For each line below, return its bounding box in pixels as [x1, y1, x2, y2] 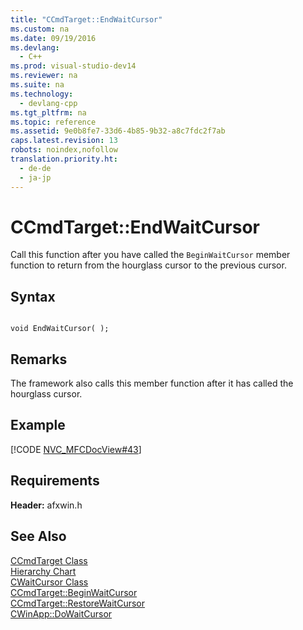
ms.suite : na [10, 80, 65, 90]
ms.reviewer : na [10, 71, 78, 81]
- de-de [19, 163, 52, 173]
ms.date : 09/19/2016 [10, 33, 97, 43]
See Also [10, 528, 67, 545]
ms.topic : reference [10, 117, 97, 127]
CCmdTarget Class [10, 554, 88, 566]
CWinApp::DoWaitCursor [10, 607, 113, 620]
